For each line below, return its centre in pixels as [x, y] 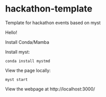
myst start [16, 79]
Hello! [11, 32]
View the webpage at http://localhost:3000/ [50, 89]
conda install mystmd [28, 61]
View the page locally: [28, 70]
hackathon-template [49, 9]
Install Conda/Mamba [27, 42]
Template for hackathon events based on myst [53, 23]
